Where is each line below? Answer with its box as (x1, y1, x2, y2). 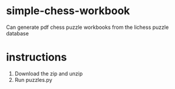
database (6, 29, 29, 37)
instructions (6, 51, 67, 64)
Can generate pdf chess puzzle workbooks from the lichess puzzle (6, 24, 169, 31)
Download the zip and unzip (14, 70, 83, 77)
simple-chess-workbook (6, 4, 130, 18)
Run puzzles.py (14, 76, 52, 83)
